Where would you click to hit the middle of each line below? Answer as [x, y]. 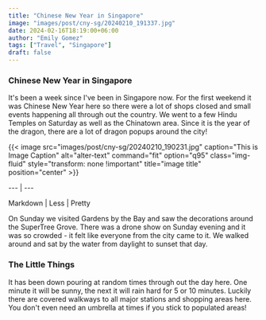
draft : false [30, 53]
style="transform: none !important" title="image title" [114, 164]
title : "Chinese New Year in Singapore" [76, 16]
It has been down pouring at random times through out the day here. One [128, 282]
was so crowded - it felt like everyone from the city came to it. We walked [128, 236]
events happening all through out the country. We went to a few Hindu [123, 115]
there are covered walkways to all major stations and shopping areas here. [130, 299]
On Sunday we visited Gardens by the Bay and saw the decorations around [131, 219]
